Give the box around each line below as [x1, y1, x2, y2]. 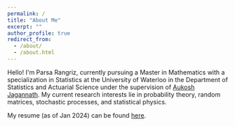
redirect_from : [7, 36, 52, 43]
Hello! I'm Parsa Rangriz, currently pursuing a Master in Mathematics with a [7, 68, 225, 77]
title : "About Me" [7, 17, 61, 24]
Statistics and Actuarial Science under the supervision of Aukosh [7, 83, 195, 91]
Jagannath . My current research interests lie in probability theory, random [7, 90, 221, 98]
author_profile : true [7, 29, 71, 37]
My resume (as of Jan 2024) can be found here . [7, 111, 147, 119]
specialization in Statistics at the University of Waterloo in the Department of [7, 75, 228, 84]
